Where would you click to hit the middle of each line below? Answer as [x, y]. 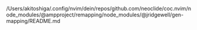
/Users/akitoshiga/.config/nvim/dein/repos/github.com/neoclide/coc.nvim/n [99, 9]
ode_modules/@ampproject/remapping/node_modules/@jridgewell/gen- [95, 15]
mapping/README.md [33, 21]
